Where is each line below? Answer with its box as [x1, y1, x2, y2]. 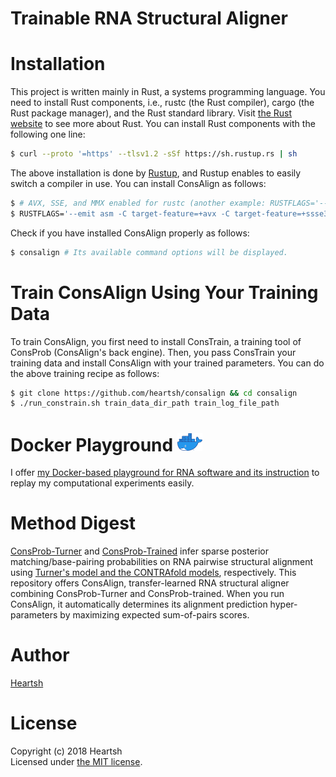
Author [10, 644, 70, 667]
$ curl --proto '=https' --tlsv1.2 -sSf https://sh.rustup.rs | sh [10, 149, 298, 159]
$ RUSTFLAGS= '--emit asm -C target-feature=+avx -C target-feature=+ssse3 [10, 208, 329, 219]
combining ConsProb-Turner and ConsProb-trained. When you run [10, 587, 285, 599]
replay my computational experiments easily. [10, 477, 195, 489]
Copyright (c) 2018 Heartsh [10, 745, 123, 757]
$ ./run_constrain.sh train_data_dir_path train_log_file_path [10, 398, 280, 409]
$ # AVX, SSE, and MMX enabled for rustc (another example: [10, 198, 267, 208]
